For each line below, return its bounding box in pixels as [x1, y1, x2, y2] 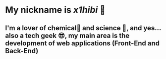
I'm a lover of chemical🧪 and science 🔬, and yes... [5, 24, 162, 32]
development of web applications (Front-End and [5, 39, 160, 47]
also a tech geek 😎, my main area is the [5, 31, 130, 39]
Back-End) [5, 46, 39, 55]
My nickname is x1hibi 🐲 [5, 4, 106, 16]
